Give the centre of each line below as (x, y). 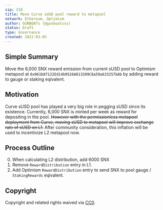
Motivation (22, 94)
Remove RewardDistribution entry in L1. (52, 165)
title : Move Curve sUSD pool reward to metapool (55, 14)
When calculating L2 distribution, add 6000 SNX (61, 159)
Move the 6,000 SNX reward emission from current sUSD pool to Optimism (80, 69)
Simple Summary (32, 57)
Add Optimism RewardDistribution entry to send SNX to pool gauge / (81, 170)
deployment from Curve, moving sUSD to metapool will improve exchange (80, 122)
